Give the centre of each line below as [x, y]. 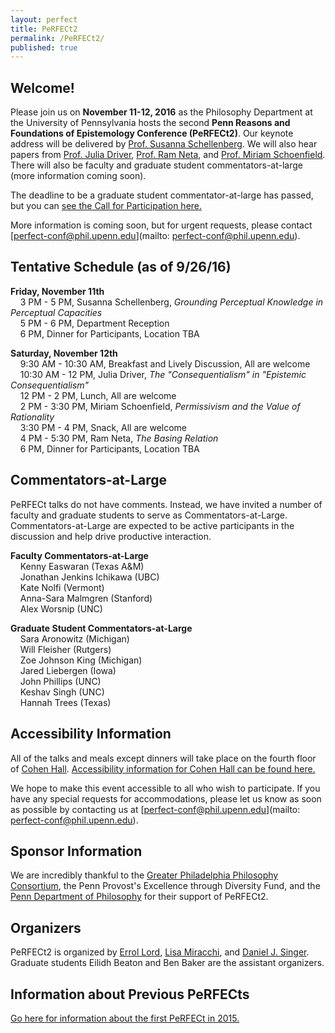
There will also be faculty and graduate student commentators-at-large [157, 165]
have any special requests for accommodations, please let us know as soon [166, 798]
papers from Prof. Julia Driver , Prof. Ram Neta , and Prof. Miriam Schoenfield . [168, 155]
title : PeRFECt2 [44, 29]
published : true [44, 47]
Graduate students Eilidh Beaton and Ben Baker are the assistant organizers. [167, 963]
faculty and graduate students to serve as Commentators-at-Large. [149, 515]
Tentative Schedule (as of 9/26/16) [121, 267]
